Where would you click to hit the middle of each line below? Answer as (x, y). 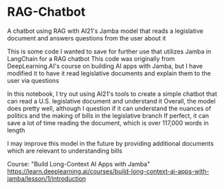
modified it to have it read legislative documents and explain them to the (109, 73)
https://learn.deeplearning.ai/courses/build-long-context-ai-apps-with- (108, 171)
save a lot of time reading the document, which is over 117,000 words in (108, 123)
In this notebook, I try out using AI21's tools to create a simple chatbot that (112, 94)
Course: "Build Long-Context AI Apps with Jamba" (79, 164)
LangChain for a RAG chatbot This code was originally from (91, 58)
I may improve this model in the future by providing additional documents (111, 143)
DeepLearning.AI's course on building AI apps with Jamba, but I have (105, 66)
